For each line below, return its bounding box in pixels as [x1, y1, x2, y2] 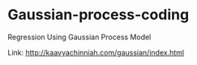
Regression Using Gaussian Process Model [7, 32, 152, 42]
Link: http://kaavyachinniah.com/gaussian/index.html [7, 47, 184, 57]
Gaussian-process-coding [7, 6, 190, 24]
